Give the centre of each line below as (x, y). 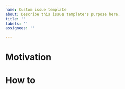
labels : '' (17, 24)
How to (20, 80)
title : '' (16, 19)
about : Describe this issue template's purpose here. (63, 14)
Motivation (28, 57)
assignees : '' (20, 28)
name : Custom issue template (36, 10)
